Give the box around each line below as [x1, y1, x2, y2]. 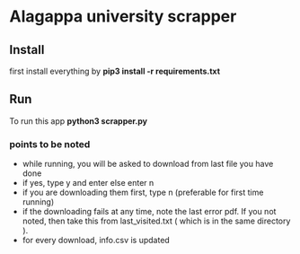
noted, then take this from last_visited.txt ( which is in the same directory [22, 215, 291, 226]
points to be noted [9, 137, 91, 150]
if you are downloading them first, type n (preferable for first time [22, 187, 264, 198]
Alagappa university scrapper [9, 6, 237, 27]
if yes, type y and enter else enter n [22, 178, 154, 188]
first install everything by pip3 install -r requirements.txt [9, 66, 221, 76]
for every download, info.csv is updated [22, 235, 171, 246]
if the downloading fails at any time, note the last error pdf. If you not [22, 206, 277, 217]
